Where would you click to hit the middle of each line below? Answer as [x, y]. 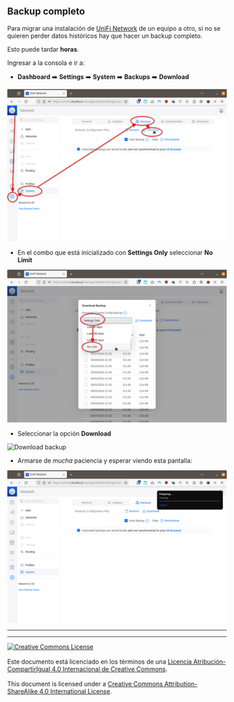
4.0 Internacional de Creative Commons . [110, 669]
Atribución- [210, 662]
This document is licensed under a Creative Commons [85, 684]
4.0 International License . [76, 692]
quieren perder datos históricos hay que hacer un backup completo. [105, 36]
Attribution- [181, 684]
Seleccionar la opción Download [64, 433]
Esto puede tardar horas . [43, 49]
